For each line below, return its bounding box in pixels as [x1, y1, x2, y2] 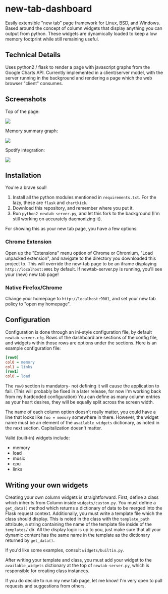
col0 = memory [5, 360, 35, 365]
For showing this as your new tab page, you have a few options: [5, 226, 138, 232]
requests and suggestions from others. [5, 583, 86, 589]
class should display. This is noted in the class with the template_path [5, 516, 150, 522]
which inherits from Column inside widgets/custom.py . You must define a [5, 499, 156, 505]
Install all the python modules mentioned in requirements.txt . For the [12, 194, 156, 201]
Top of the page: [5, 108, 40, 114]
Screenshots [5, 95, 46, 104]
